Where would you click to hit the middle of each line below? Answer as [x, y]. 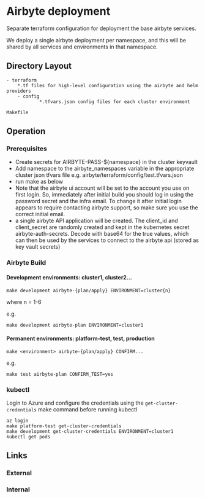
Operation [26, 131]
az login [17, 421]
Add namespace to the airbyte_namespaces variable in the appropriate [105, 169]
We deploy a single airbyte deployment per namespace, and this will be [96, 40]
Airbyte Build [26, 263]
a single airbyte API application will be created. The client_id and [97, 221]
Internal [18, 489]
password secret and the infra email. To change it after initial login [99, 201]
